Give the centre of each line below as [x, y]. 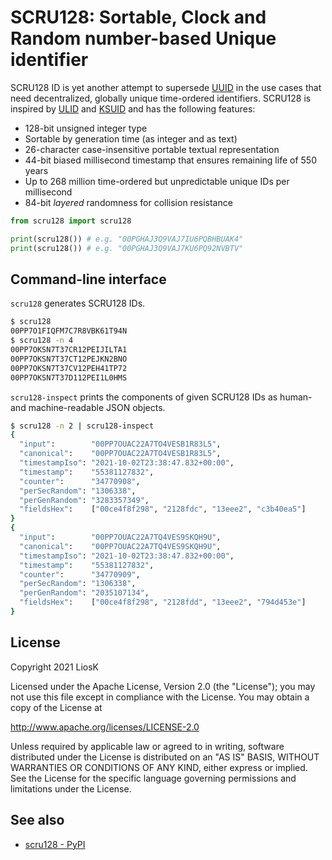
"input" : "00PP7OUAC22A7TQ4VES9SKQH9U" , [120, 537]
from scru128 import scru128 [71, 221]
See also [37, 820]
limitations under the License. [71, 788]
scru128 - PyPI [55, 844]
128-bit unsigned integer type [86, 128]
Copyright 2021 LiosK [55, 667]
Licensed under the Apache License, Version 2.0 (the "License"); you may [163, 686]
